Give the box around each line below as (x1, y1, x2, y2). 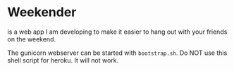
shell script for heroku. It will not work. (7, 56, 119, 64)
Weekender (7, 4, 77, 20)
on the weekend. (7, 34, 56, 43)
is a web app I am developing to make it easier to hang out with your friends (7, 27, 228, 36)
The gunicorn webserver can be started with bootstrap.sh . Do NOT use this (7, 49, 228, 57)
